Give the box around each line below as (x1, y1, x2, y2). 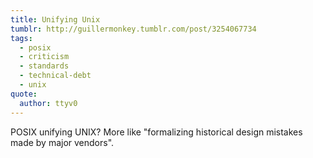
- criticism (19, 52, 70, 62)
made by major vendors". (10, 136, 115, 148)
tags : (10, 33, 33, 43)
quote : (10, 89, 38, 99)
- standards (19, 61, 70, 71)
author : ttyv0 (19, 98, 78, 108)
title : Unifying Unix (10, 14, 101, 25)
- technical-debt (19, 71, 92, 81)
